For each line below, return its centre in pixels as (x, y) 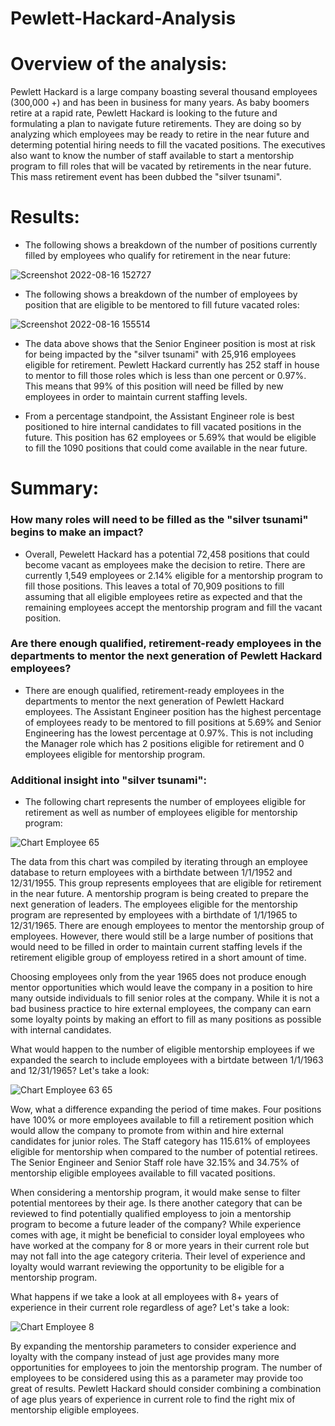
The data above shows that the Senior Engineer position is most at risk (170, 344)
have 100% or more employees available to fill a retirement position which (162, 1120)
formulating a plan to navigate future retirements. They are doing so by (156, 124)
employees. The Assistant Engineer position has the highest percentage (173, 711)
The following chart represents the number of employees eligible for (165, 802)
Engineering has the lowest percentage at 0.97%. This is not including (169, 733)
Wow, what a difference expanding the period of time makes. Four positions (166, 1109)
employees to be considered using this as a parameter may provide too (157, 1378)
